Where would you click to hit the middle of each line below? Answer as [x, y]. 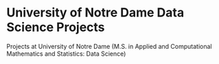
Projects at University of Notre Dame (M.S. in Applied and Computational [109, 46]
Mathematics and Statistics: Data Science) [66, 54]
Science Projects [56, 27]
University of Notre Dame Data [95, 13]
